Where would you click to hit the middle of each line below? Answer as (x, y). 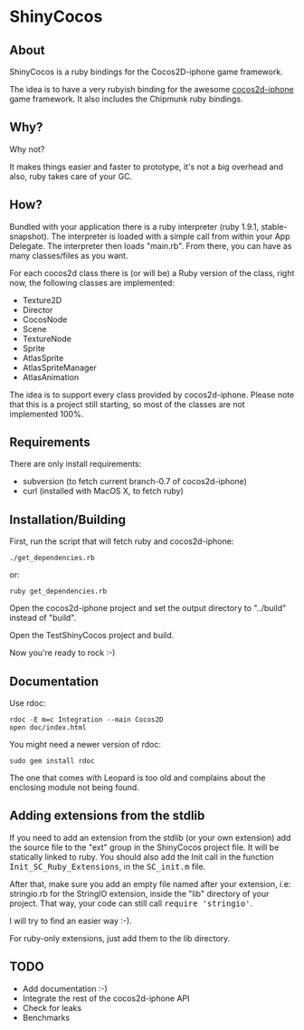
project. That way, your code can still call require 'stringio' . (131, 903)
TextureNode (47, 339)
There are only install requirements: (76, 464)
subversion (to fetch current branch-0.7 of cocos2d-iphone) (134, 482)
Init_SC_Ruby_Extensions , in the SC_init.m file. (108, 866)
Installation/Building (68, 519)
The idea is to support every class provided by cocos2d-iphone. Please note (152, 395)
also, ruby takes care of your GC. (71, 176)
